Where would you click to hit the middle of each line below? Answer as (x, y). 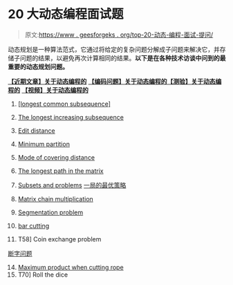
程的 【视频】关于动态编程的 (48, 90)
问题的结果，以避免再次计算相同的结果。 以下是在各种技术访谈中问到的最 (123, 58)
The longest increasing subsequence (71, 117)
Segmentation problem (50, 212)
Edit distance (36, 130)
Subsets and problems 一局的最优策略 (72, 185)
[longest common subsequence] (64, 104)
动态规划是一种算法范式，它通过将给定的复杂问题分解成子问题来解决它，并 (114, 49)
